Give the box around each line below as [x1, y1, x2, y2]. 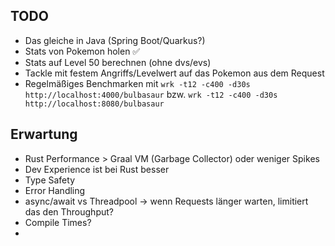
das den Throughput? [24, 205, 114, 218]
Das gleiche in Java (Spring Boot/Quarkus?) [24, 34, 206, 46]
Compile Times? [24, 216, 92, 228]
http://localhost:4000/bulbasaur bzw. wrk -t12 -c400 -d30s [24, 88, 278, 100]
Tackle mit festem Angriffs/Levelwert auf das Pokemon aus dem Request [24, 67, 325, 79]
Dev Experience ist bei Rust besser [24, 163, 170, 175]
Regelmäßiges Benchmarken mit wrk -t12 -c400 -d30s [24, 77, 251, 89]
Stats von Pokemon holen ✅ [24, 45, 141, 57]
